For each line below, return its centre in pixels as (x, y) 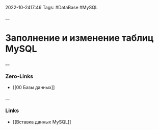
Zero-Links (19, 76)
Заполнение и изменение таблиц (79, 38)
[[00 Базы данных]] (34, 88)
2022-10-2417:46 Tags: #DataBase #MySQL (52, 7)
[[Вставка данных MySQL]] (42, 122)
